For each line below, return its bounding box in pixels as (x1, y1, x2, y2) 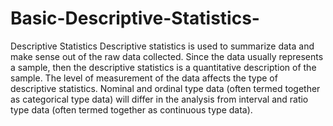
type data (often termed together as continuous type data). (10, 103, 253, 116)
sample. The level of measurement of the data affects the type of (10, 72, 278, 84)
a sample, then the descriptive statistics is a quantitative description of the (10, 61, 317, 73)
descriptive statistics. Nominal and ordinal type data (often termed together (10, 82, 321, 94)
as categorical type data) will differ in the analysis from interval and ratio (10, 93, 309, 105)
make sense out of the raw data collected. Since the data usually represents (10, 50, 324, 62)
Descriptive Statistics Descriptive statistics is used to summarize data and (10, 40, 315, 52)
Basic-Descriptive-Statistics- (10, 7, 260, 30)
